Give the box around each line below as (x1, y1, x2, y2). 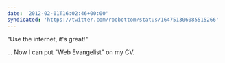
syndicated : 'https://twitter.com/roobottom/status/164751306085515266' (7, 16, 220, 23)
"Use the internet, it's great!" (7, 35, 88, 43)
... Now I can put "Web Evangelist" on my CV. (7, 48, 135, 56)
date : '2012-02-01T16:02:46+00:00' (7, 9, 109, 17)
